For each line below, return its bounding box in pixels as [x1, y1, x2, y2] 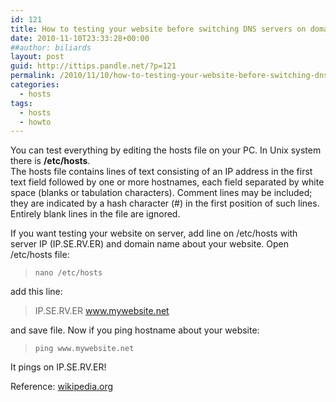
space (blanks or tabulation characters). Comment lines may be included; [10, 187, 313, 199]
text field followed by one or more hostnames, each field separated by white [10, 176, 325, 188]
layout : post [10, 52, 65, 62]
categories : [10, 80, 60, 90]
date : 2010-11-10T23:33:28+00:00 [10, 33, 150, 43]
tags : [10, 98, 33, 108]
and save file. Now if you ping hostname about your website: [10, 324, 260, 336]
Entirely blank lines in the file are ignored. [10, 208, 181, 220]
